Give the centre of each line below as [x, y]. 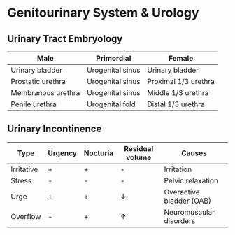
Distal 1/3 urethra [176, 104]
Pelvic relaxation [191, 180]
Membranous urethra [45, 93]
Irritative [24, 169]
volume [138, 157]
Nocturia [99, 153]
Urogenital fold [112, 104]
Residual [139, 148]
